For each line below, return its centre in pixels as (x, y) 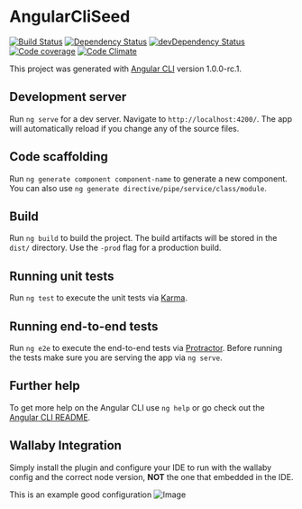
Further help (45, 386)
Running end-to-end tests (84, 326)
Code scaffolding (59, 157)
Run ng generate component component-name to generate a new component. (149, 179)
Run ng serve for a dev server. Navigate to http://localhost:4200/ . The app (151, 118)
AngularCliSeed (70, 17)
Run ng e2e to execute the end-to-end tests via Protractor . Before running (146, 348)
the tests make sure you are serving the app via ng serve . (116, 357)
